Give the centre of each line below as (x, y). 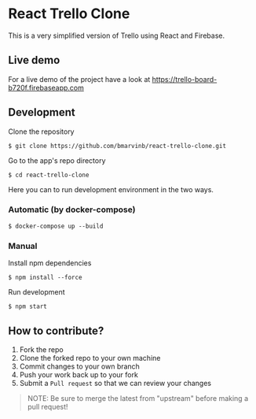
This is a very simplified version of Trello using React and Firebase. (117, 35)
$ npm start (27, 307)
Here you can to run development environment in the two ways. (111, 189)
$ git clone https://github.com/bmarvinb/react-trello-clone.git (117, 146)
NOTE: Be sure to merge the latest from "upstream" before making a (138, 398)
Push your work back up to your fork (79, 374)
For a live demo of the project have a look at (79, 79)
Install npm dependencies (50, 263)
